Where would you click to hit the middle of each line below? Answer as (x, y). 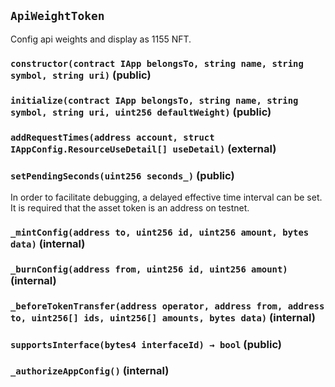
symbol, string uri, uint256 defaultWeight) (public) (141, 112)
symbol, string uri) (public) (81, 75)
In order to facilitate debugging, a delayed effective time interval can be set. (166, 197)
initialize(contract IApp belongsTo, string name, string (154, 100)
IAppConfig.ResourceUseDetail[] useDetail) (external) (143, 148)
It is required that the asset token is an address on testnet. (130, 207)
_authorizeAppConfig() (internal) (90, 371)
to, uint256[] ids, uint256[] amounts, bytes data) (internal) (163, 317)
